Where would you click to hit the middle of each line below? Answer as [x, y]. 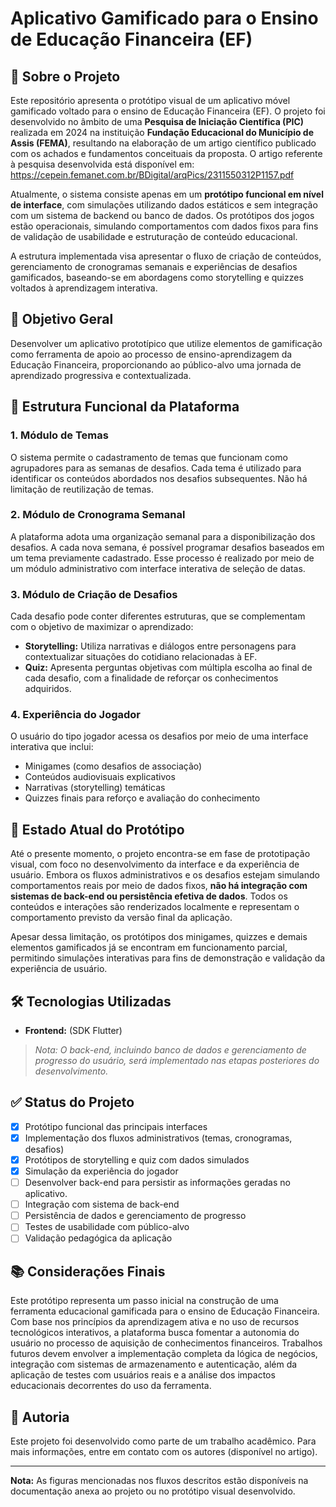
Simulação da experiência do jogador [101, 1171]
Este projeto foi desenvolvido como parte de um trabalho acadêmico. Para [163, 1441]
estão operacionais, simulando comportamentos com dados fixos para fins [164, 226]
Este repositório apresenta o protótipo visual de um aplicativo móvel [150, 100]
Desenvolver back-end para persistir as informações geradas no [157, 1183]
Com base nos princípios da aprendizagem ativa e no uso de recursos [155, 1322]
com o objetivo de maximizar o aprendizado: [102, 627]
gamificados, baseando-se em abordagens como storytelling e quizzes [157, 277]
